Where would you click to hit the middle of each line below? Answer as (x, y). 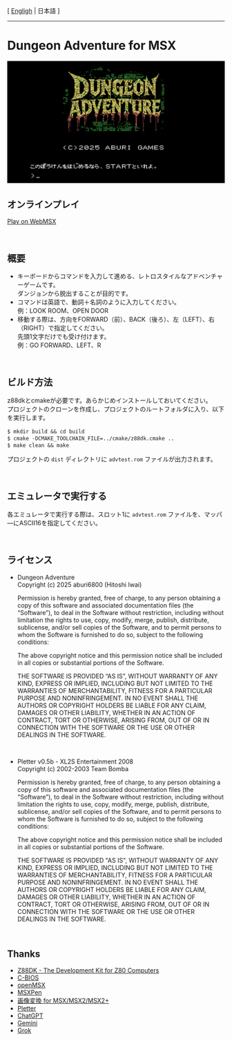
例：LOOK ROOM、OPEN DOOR (63, 311)
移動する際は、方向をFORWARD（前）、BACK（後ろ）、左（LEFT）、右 (116, 320)
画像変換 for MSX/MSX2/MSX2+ (63, 1001)
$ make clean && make (38, 445)
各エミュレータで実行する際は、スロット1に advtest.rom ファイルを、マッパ (115, 514)
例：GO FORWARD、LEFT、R (59, 345)
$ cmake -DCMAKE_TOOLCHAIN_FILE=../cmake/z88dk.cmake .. (91, 438)
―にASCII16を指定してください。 (54, 523)
